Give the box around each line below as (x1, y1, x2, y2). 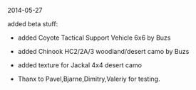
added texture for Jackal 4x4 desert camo (17, 61, 143, 69)
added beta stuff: (7, 20, 58, 28)
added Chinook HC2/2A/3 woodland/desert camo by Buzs (17, 47, 190, 55)
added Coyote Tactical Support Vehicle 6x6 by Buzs (17, 33, 171, 42)
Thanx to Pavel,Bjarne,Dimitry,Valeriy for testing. (17, 74, 160, 83)
